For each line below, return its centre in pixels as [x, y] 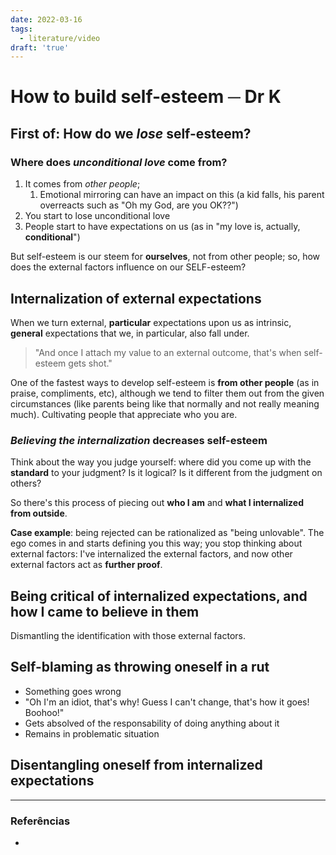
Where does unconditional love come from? [119, 162]
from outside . [39, 513]
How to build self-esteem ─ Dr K [146, 97]
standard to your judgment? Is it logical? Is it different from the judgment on [166, 473]
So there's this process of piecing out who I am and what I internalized [157, 503]
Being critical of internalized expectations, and [159, 596]
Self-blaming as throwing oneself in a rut [140, 667]
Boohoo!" [44, 712]
